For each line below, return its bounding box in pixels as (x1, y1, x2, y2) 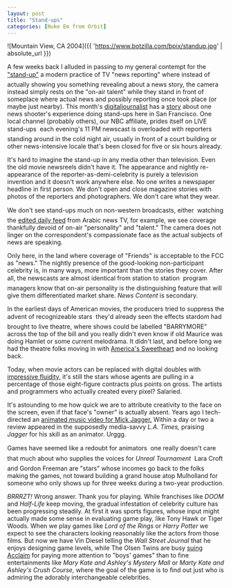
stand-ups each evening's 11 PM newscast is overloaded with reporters (7, 125, 212, 134)
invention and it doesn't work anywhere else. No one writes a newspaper (7, 178, 215, 186)
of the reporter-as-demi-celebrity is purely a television (42, 170, 198, 178)
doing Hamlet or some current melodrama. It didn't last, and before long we (7, 337, 223, 346)
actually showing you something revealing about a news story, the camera (7, 80, 219, 89)
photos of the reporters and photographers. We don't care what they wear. (7, 192, 220, 201)
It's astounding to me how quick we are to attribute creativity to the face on (7, 401, 221, 409)
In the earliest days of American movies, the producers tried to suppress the (7, 305, 225, 313)
